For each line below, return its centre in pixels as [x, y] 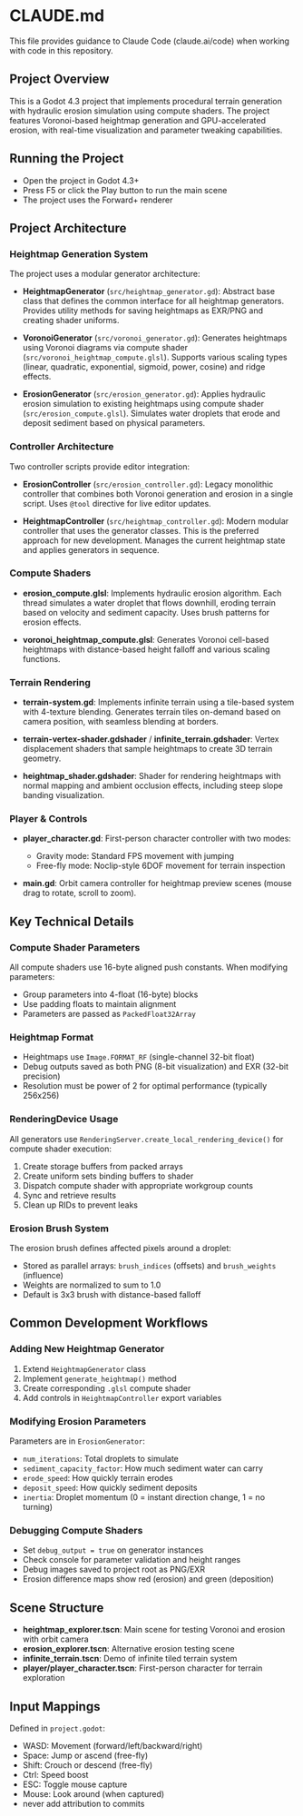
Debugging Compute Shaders [76, 1530]
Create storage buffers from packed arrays [103, 1166]
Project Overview [59, 79]
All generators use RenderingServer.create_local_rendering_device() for [147, 1139]
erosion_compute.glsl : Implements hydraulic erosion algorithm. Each [152, 593]
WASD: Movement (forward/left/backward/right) [112, 1745]
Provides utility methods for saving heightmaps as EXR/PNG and [143, 311]
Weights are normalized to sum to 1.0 [92, 1285]
